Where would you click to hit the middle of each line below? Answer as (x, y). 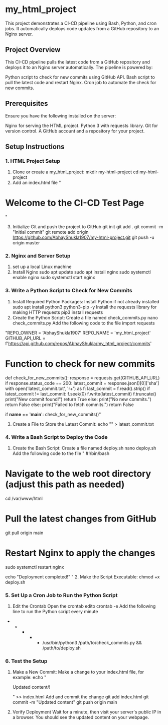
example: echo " (29, 677)
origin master (26, 243)
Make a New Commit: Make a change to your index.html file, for (78, 672)
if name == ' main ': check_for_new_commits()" (53, 414)
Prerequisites (27, 104)
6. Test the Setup (26, 661)
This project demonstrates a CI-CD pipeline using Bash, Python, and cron (81, 23)
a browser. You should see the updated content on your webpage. (81, 717)
